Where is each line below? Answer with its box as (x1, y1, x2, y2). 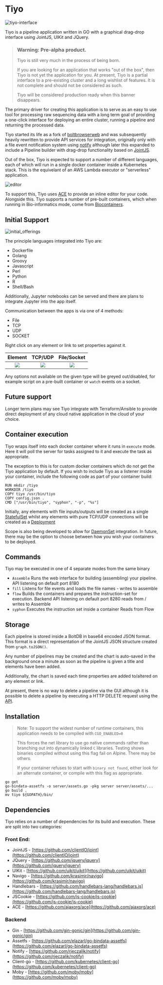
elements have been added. (5, 664, 61, 670)
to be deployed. (5, 538, 36, 545)
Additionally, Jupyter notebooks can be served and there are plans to (5, 293, 144, 299)
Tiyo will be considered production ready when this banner (17, 92, 135, 98)
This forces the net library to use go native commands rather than (17, 740, 149, 746)
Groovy (12, 258, 27, 264)
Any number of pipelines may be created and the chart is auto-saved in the (5, 653, 156, 659)
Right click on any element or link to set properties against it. (5, 343, 127, 349)
